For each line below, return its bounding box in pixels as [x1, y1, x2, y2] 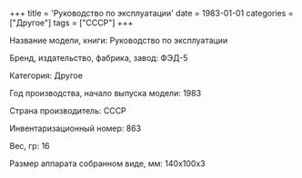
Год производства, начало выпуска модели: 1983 [9, 88, 202, 98]
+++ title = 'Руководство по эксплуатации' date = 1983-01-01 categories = [9, 8, 294, 18]
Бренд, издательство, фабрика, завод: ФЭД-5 [9, 53, 188, 63]
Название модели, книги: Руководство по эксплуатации [9, 35, 228, 45]
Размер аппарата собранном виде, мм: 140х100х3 [9, 158, 206, 169]
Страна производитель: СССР [9, 105, 127, 116]
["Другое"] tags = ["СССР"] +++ [9, 17, 134, 28]
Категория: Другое [9, 70, 84, 81]
